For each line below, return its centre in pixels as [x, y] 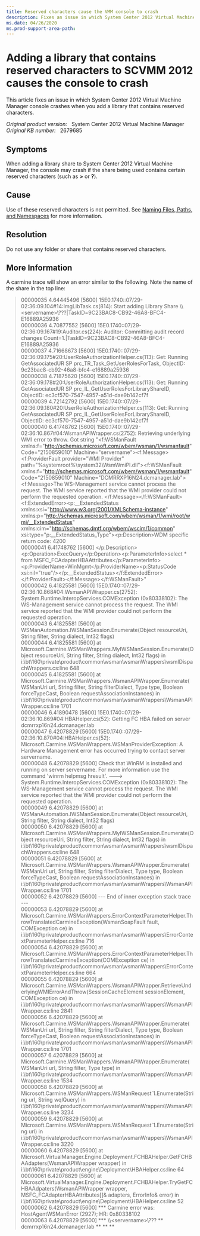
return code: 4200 [43, 541]
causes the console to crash [77, 83]
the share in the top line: [36, 289]
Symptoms [27, 149]
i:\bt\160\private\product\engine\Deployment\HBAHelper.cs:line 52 [102, 1201]
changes [32, 338]
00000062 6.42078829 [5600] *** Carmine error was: [87, 1208]
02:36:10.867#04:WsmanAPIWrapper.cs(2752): [79, 433]
